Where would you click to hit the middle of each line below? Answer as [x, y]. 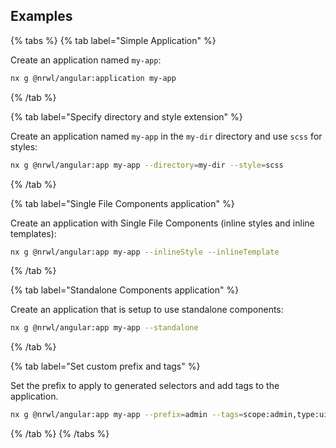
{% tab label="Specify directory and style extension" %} [126, 116]
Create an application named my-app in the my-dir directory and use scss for [166, 136]
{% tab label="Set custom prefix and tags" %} [105, 366]
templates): [33, 233]
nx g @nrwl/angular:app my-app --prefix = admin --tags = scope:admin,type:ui [169, 415]
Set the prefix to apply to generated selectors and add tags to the [145, 386]
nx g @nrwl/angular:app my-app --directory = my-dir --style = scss [147, 165]
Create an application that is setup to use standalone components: [147, 310]
